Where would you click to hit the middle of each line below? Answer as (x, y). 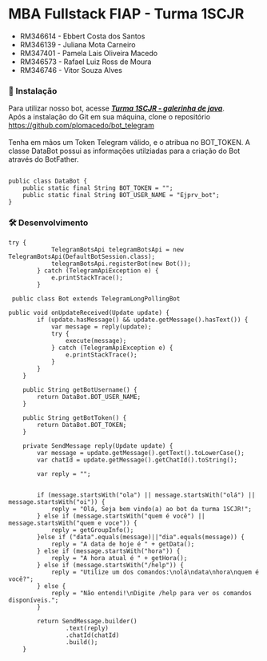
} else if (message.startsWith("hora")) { (109, 551)
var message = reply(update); (101, 326)
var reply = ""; (64, 474)
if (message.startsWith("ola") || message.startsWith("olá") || (146, 495)
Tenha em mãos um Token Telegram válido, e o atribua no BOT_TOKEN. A (129, 143)
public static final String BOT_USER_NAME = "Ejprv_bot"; (121, 195)
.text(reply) (87, 628)
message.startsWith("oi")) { (57, 502)
